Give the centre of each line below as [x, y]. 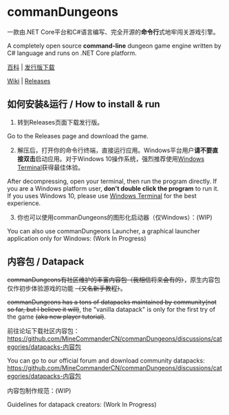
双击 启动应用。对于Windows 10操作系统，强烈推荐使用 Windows [114, 158]
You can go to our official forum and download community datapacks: [106, 360]
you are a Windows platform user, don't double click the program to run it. [113, 188]
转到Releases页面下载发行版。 [60, 122]
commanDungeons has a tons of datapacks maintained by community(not [112, 302]
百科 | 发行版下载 [31, 67]
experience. [24, 203]
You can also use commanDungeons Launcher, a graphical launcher [104, 231]
